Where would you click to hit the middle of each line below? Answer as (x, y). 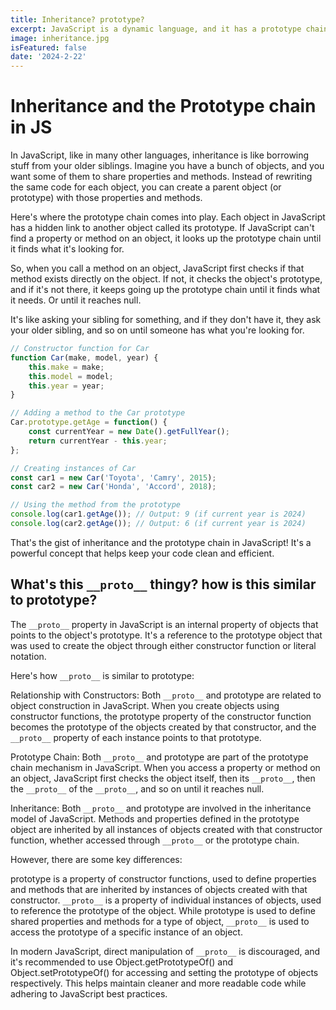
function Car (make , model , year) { (84, 357)
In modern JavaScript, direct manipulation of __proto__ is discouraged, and (165, 951)
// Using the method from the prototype (96, 505)
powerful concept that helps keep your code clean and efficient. (142, 553)
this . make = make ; (66, 367)
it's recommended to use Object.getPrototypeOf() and (122, 962)
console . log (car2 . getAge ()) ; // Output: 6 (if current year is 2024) (158, 524)
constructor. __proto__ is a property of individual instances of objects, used (166, 900)
